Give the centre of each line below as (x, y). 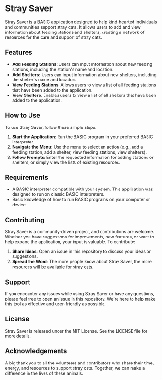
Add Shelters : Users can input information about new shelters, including (84, 74)
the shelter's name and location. (44, 79)
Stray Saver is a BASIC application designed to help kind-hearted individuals (81, 22)
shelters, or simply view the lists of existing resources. (66, 162)
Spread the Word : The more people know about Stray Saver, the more (82, 262)
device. (19, 205)
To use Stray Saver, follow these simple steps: (51, 127)
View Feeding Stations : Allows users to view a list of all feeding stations (84, 85)
